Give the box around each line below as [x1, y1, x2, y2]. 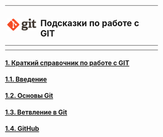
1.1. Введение [5, 75, 47, 83]
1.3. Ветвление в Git [5, 108, 67, 116]
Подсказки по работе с [40, 17, 140, 29]
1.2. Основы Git [5, 91, 53, 100]
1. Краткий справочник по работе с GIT [5, 59, 130, 67]
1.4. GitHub [5, 124, 40, 133]
